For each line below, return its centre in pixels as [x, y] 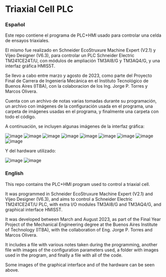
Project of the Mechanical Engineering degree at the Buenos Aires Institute [81, 224]
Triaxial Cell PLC [39, 9]
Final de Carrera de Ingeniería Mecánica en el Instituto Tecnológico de [77, 81]
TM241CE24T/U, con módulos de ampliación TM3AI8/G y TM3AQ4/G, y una [83, 61]
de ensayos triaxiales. [27, 41]
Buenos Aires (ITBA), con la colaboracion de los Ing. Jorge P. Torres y [76, 86]
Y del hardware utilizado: [30, 151]
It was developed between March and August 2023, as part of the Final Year [83, 219]
